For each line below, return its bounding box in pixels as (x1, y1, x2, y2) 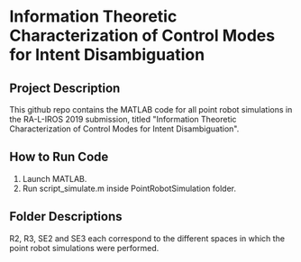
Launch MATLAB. (22, 173, 87, 184)
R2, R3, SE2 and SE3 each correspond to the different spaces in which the (9, 232, 286, 244)
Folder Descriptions (9, 209, 123, 224)
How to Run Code (9, 149, 109, 165)
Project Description (9, 80, 121, 95)
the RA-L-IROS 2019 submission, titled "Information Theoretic (9, 114, 237, 124)
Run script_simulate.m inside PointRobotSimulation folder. (22, 183, 237, 194)
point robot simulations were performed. (9, 242, 160, 253)
